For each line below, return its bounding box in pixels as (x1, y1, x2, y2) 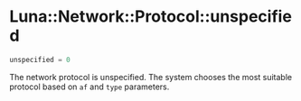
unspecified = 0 (9, 55, 71, 64)
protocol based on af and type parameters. (9, 81, 170, 92)
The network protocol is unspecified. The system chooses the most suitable (9, 71, 292, 82)
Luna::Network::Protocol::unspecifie (9, 6, 292, 27)
